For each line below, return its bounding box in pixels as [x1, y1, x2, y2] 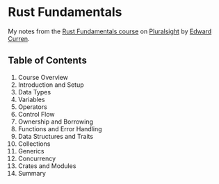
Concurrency [17, 154, 56, 162]
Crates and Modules [17, 161, 76, 170]
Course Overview [17, 73, 69, 81]
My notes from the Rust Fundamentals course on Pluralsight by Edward [8, 27, 212, 35]
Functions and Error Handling [17, 124, 103, 133]
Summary [17, 169, 46, 177]
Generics [17, 147, 44, 155]
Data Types [17, 87, 51, 96]
